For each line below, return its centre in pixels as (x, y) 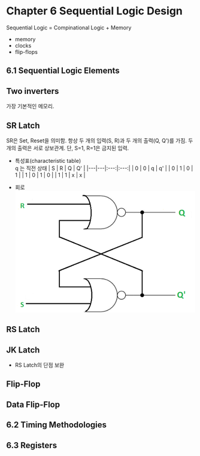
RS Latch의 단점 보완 (40, 365)
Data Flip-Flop (33, 404)
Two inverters (33, 91)
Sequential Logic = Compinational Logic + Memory (69, 28)
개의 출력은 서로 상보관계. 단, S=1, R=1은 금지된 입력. (68, 148)
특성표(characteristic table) (48, 160)
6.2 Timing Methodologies (56, 425)
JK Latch (23, 350)
